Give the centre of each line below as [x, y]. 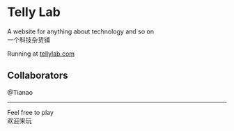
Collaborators [38, 76]
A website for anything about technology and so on [81, 31]
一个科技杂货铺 [29, 40]
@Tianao [20, 92]
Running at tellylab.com [41, 54]
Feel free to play [31, 112]
